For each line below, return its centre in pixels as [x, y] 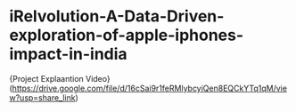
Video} [98, 78]
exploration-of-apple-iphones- [127, 35]
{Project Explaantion [47, 78]
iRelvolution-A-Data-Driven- [117, 16]
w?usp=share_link [42, 97]
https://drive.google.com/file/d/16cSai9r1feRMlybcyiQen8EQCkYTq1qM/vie [150, 88]
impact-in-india [68, 54]
